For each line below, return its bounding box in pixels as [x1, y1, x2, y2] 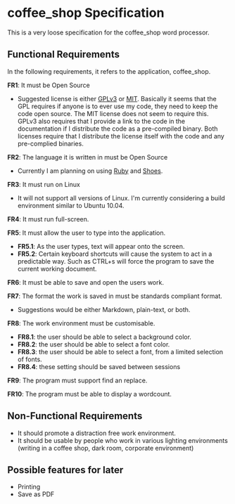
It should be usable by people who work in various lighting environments [17, 436, 229, 444]
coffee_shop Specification [7, 5, 165, 21]
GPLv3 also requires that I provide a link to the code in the [17, 117, 186, 125]
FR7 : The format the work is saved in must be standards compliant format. [7, 292, 223, 300]
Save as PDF [17, 490, 55, 498]
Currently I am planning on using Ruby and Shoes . [17, 167, 163, 175]
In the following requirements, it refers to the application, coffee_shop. [7, 67, 211, 75]
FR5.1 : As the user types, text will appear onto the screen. [17, 242, 185, 250]
